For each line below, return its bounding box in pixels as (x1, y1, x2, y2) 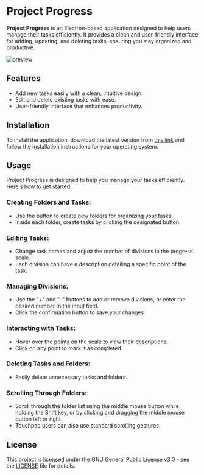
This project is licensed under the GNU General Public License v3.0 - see (6, 456, 190, 463)
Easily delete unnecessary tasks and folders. (15, 373, 128, 381)
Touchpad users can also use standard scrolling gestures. (15, 422, 161, 429)
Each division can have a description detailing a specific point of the (15, 260, 187, 267)
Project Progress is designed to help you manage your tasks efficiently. (6, 177, 185, 184)
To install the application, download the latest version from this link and (6, 136, 185, 144)
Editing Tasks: (6, 233, 49, 242)
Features (6, 73, 41, 83)
